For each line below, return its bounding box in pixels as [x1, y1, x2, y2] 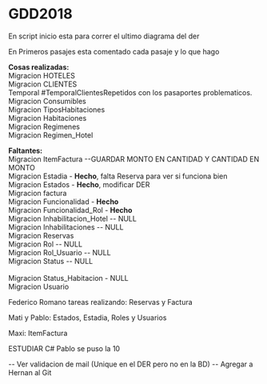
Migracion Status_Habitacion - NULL [8, 273, 130, 282]
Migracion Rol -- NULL [8, 239, 82, 249]
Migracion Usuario [8, 282, 70, 291]
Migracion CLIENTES [8, 79, 78, 89]
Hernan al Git [8, 367, 52, 377]
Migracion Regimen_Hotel [8, 130, 94, 140]
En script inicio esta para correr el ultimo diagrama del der [8, 31, 200, 41]
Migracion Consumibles [8, 96, 86, 106]
